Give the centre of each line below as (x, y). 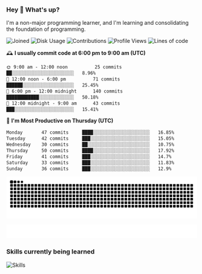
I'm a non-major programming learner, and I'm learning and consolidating (98, 23)
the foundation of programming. (46, 29)
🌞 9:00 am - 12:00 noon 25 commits (64, 67)
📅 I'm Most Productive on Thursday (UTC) (60, 121)
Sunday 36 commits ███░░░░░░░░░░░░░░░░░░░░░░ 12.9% (89, 169)
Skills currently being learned (50, 252)
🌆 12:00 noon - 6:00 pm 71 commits (63, 79)
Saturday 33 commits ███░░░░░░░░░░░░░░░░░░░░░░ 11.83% (90, 163)
